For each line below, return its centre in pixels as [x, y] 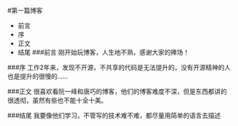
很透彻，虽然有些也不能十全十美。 [57, 100]
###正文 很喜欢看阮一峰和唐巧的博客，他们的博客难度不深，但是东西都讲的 [117, 91]
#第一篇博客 [25, 10]
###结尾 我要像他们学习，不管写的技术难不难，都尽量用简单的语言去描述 [114, 115]
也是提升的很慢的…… [38, 76]
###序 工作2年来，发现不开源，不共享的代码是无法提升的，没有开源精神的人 [119, 67]
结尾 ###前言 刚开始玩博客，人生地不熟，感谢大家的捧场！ [104, 52]
